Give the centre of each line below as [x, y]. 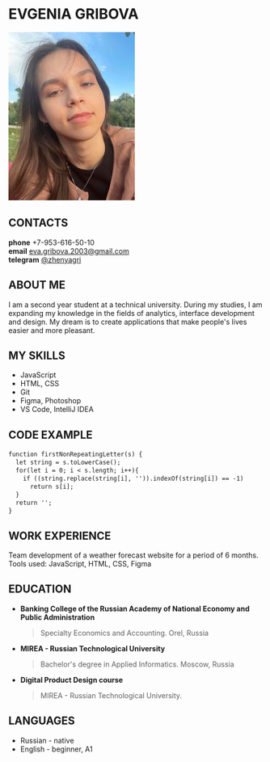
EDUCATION [40, 589]
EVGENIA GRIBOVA [74, 14]
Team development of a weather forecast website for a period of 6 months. [133, 555]
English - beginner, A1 [56, 749]
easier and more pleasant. [52, 330]
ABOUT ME [37, 285]
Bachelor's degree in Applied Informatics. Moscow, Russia [137, 664]
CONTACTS [38, 223]
